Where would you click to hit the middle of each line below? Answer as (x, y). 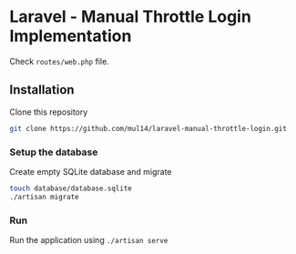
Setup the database (54, 152)
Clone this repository (49, 112)
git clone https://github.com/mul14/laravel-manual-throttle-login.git (148, 128)
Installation (42, 90)
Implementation (71, 36)
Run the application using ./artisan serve (89, 239)
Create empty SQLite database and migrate (91, 171)
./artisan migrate (44, 197)
